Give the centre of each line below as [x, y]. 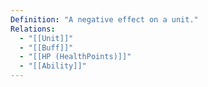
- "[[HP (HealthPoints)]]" [75, 57]
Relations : [33, 29]
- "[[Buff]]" [46, 47]
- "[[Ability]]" [53, 66]
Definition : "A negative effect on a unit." [104, 19]
